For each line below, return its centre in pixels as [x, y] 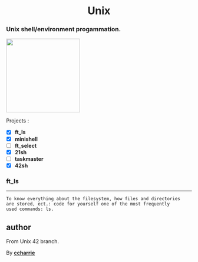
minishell [26, 139]
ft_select [26, 145]
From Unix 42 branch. [32, 241]
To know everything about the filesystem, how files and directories [93, 199]
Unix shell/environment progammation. [64, 29]
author [19, 227]
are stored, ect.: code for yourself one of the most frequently [88, 204]
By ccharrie [21, 253]
